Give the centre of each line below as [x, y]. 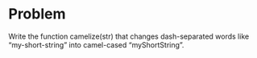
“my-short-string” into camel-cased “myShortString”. [96, 44]
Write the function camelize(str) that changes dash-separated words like [129, 36]
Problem [37, 14]
